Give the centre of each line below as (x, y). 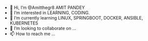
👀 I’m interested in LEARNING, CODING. (49, 13)
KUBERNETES (24, 23)
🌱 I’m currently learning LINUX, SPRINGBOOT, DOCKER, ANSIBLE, (76, 18)
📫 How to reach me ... (32, 34)
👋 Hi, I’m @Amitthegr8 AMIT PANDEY (47, 8)
